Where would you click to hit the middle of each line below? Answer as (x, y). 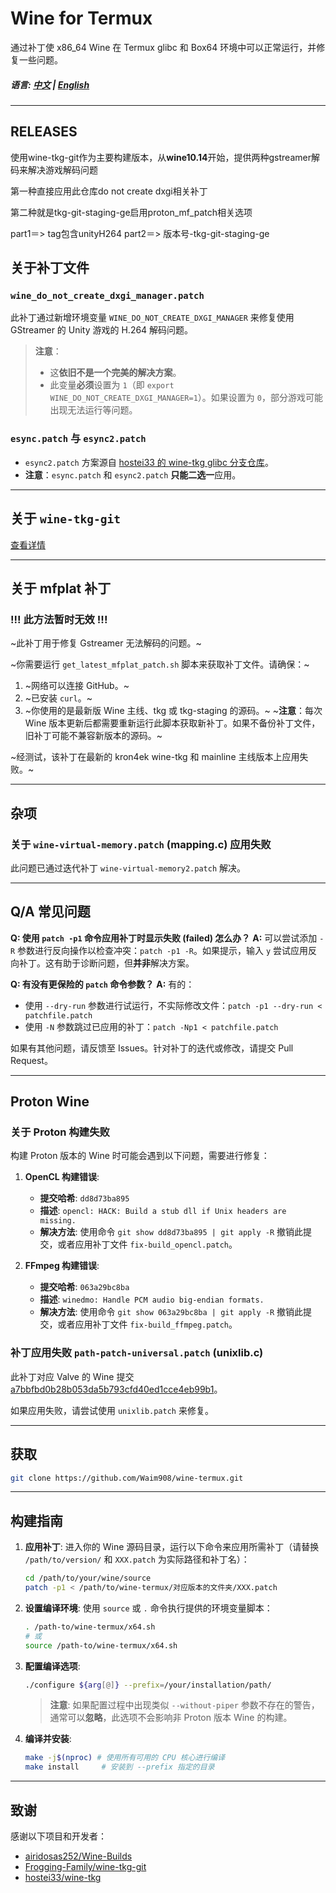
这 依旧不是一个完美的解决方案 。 (115, 373)
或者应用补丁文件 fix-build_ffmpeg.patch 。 (147, 1324)
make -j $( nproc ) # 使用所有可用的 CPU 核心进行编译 (125, 1758)
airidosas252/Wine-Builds (78, 1856)
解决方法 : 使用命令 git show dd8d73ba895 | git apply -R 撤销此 (171, 1232)
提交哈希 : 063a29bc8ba (84, 1287)
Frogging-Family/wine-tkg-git (85, 1866)
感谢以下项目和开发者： (58, 1836)
